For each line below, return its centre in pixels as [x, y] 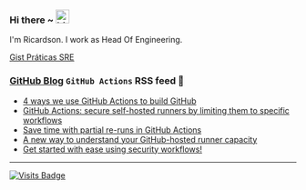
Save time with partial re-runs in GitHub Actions [112, 130]
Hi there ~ [32, 20]
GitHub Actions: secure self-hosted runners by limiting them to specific [156, 110]
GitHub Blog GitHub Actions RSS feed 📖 [97, 81]
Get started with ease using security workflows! [112, 149]
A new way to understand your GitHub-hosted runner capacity [140, 139]
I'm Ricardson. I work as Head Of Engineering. [96, 40]
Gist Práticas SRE [42, 57]
